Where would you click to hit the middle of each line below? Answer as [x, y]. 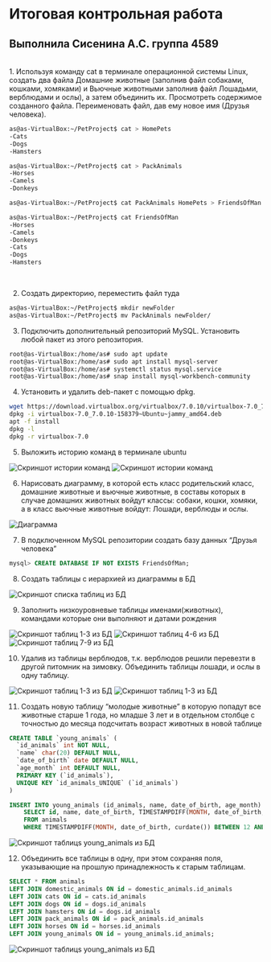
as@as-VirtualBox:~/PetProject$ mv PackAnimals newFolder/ [110, 315]
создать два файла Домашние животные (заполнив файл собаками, [126, 80]
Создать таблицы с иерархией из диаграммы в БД [108, 578]
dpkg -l [22, 429]
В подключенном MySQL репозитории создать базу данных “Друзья [139, 540]
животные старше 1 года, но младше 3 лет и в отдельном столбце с [138, 715]
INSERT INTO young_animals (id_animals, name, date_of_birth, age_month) [135, 805]
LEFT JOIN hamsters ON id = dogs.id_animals [85, 911]
